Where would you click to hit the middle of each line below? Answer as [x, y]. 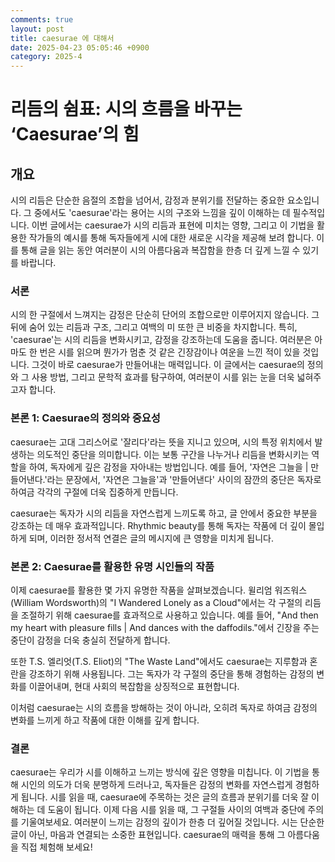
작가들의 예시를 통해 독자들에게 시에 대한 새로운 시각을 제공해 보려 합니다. [171, 238]
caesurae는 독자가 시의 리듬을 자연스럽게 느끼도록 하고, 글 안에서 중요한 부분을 [164, 513]
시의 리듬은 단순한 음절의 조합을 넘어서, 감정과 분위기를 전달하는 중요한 [147, 200]
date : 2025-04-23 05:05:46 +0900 [80, 47]
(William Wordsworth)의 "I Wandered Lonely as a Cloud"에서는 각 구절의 [156, 603]
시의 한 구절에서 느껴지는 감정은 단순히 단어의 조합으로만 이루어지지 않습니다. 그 [165, 315]
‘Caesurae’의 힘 [75, 134]
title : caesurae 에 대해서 [62, 38]
